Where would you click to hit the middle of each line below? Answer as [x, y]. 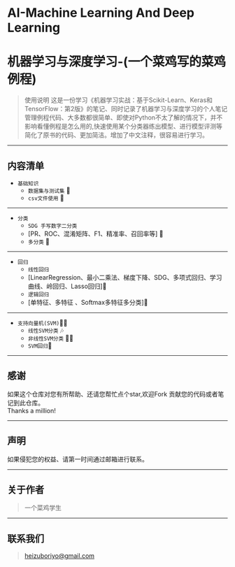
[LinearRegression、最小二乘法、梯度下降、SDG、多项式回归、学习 [125, 277]
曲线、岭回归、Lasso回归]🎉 [67, 286]
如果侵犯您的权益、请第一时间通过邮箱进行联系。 [78, 459]
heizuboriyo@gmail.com [59, 556]
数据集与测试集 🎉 [49, 190]
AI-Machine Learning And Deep [101, 13]
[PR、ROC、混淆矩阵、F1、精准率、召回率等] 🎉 [95, 234]
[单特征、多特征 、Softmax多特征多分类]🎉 [88, 302]
